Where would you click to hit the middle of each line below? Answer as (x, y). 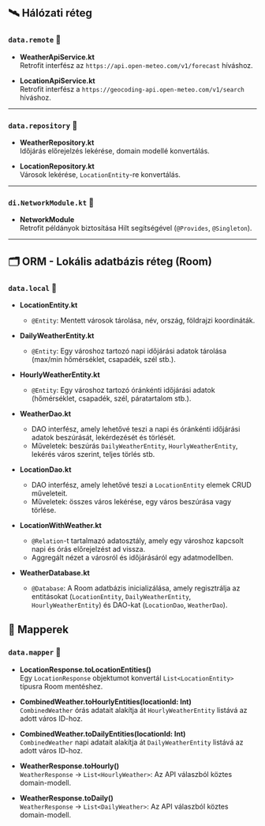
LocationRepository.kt (57, 166)
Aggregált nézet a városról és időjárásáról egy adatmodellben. (132, 557)
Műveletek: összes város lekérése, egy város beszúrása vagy (131, 501)
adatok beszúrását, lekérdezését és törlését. (103, 437)
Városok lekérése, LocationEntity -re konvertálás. (100, 174)
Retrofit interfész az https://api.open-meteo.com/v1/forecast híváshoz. (136, 65)
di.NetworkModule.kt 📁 (51, 202)
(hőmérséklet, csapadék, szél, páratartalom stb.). (111, 398)
